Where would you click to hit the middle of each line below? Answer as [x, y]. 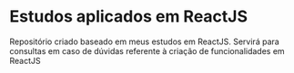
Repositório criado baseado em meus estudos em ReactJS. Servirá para [144, 41]
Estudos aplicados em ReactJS [129, 17]
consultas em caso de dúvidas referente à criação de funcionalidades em [147, 50]
